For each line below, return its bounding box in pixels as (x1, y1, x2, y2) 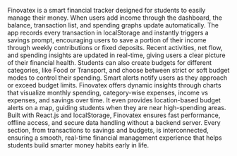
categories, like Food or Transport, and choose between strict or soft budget (7, 66, 230, 74)
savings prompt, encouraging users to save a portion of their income (7, 36, 207, 44)
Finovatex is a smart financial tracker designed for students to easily (7, 6, 206, 14)
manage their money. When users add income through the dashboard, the (7, 13, 222, 22)
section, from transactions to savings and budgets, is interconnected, (7, 126, 209, 134)
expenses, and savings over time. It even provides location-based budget (7, 96, 221, 104)
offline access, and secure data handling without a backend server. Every (7, 119, 221, 126)
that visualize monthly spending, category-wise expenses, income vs (7, 88, 208, 97)
